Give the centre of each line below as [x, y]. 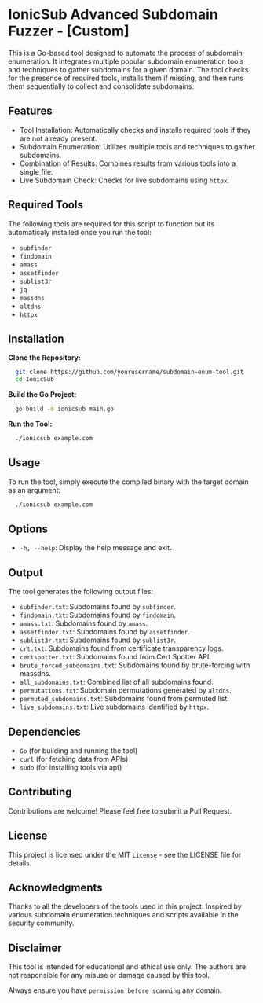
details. [20, 863]
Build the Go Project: [42, 395]
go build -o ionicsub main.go [64, 409]
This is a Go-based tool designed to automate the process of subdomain [125, 53]
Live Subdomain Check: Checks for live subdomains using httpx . [124, 180]
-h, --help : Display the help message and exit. [95, 548]
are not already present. [58, 138]
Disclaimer [35, 948]
